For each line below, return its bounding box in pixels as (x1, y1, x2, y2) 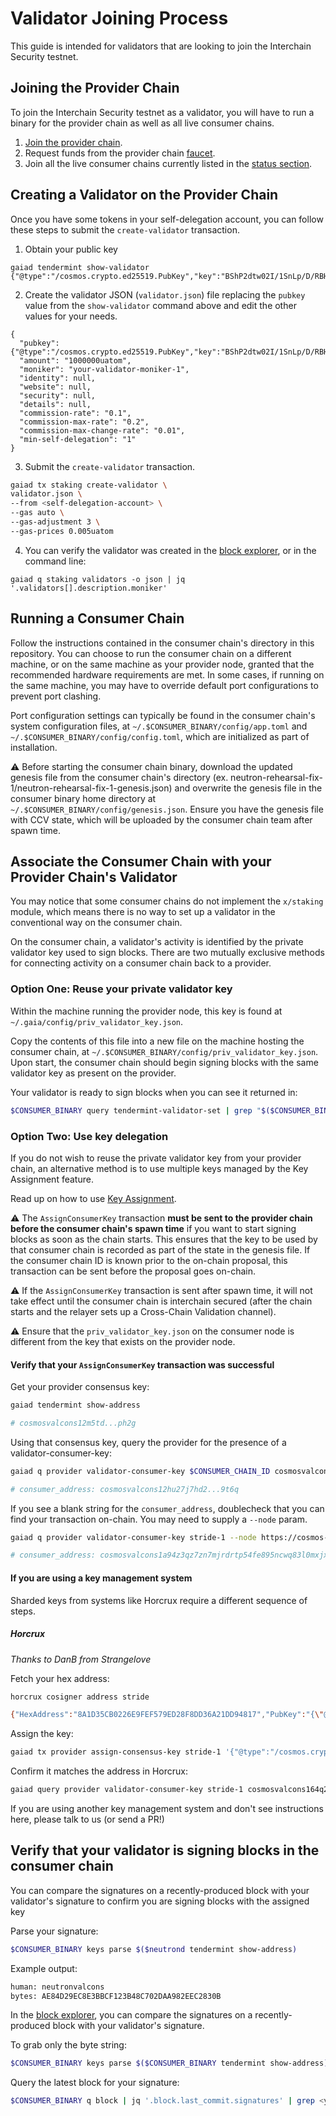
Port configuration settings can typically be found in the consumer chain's (10, 709, 316, 721)
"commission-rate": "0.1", (19, 408, 132, 418)
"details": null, (19, 399, 92, 409)
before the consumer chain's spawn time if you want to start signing (10, 1222, 297, 1234)
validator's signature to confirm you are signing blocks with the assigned (10, 1895, 310, 1907)
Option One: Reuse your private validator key (10, 982, 233, 996)
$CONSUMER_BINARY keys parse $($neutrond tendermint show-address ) (10, 1944, 298, 1954)
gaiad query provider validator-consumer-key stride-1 (10, 1785, 244, 1795)
